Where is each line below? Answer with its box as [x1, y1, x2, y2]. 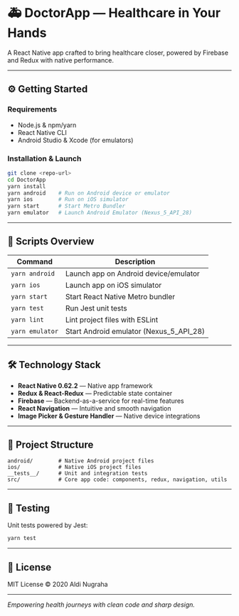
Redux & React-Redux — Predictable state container [17, 389, 173, 397]
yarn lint [11, 315, 44, 323]
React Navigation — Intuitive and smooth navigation [17, 404, 172, 412]
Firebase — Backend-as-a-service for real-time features [17, 396, 184, 405]
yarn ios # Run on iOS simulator [7, 196, 129, 203]
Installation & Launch [7, 153, 82, 163]
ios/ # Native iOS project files [7, 464, 142, 471]
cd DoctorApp [7, 176, 46, 183]
